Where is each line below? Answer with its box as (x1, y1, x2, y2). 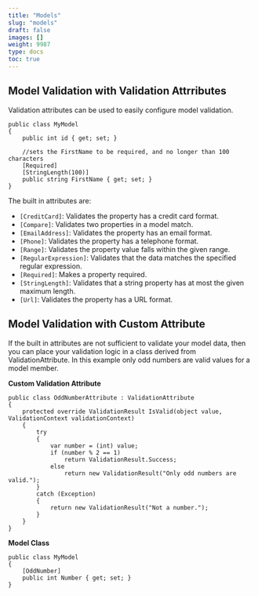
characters (8, 155, 44, 163)
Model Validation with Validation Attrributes (8, 84, 227, 98)
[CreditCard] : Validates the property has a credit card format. (19, 211, 220, 221)
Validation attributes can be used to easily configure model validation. (8, 105, 234, 115)
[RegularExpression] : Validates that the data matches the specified (19, 253, 237, 262)
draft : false (8, 26, 51, 34)
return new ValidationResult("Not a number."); (49, 503, 209, 511)
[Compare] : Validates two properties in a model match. (19, 219, 194, 229)
